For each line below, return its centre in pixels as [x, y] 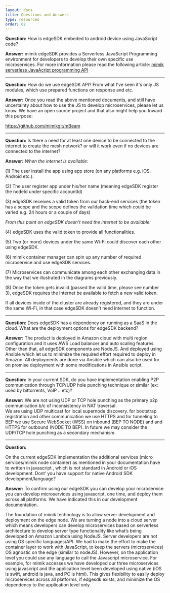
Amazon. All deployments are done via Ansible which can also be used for [82, 360]
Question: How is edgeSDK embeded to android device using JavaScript [81, 39]
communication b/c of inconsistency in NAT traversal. [61, 406]
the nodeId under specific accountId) [44, 192]
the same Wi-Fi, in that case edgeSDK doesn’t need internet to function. [80, 308]
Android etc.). [19, 176]
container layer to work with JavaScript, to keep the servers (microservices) [84, 547]
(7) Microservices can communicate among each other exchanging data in [83, 272]
